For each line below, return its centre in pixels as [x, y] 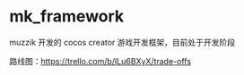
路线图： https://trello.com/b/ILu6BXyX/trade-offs [100, 61]
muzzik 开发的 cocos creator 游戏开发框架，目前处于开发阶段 [122, 42]
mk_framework [67, 17]
